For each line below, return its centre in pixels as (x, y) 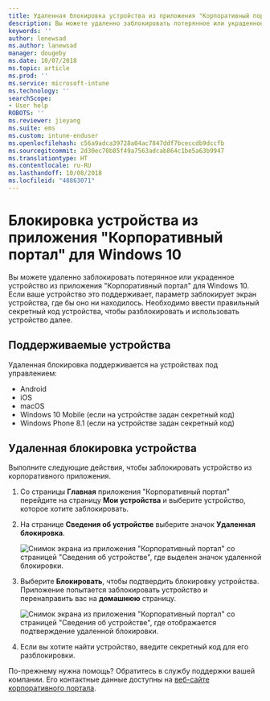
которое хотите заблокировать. (74, 509)
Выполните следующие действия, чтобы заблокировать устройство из (130, 467)
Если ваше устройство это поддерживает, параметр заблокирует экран (133, 294)
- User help (28, 106)
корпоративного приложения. (59, 476)
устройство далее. (41, 320)
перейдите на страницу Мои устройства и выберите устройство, (133, 500)
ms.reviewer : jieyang (45, 121)
